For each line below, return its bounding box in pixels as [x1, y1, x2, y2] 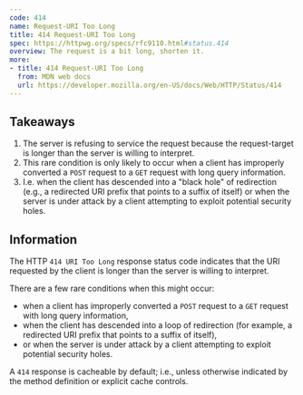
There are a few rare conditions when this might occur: [9, 283, 215, 294]
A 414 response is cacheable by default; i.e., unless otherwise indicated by [9, 366, 288, 377]
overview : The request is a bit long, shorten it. [9, 47, 205, 56]
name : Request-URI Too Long [9, 22, 116, 31]
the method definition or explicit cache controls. [9, 376, 189, 387]
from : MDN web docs [17, 72, 92, 82]
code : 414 [9, 13, 47, 23]
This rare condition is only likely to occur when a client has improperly [22, 158, 285, 169]
